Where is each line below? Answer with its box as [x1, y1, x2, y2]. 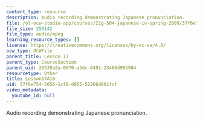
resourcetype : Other [6, 70, 59, 76]
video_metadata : [6, 87, 47, 93]
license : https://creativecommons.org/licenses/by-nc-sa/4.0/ [6, 43, 166, 49]
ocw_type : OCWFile [6, 48, 53, 54]
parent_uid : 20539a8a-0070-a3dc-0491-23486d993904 [6, 64, 137, 71]
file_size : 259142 [6, 25, 53, 32]
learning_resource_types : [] [6, 37, 80, 43]
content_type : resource [6, 8, 66, 15]
